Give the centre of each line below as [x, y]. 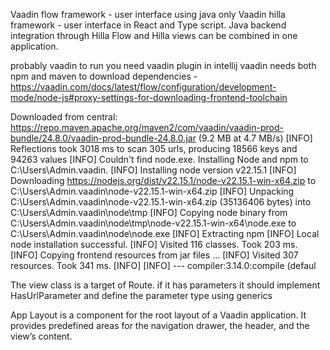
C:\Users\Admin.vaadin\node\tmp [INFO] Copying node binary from [149, 212]
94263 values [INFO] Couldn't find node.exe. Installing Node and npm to [159, 159]
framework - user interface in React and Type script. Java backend [148, 25]
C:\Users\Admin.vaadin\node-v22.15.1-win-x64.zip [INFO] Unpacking [152, 191]
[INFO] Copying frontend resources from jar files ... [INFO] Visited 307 [154, 255]
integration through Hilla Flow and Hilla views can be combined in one [154, 35]
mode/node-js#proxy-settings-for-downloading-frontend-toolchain [149, 97]
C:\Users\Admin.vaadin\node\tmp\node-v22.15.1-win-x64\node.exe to [153, 223]
